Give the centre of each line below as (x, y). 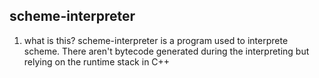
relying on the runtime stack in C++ (97, 61)
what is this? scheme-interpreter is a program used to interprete (156, 40)
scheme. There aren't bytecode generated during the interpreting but (166, 51)
